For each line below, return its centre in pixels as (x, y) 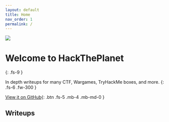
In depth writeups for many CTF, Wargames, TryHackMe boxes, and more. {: (84, 82)
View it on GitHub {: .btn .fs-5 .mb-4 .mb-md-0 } (55, 97)
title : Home (18, 15)
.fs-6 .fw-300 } (21, 87)
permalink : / (19, 24)
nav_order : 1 (19, 19)
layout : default (22, 10)
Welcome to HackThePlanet (65, 58)
